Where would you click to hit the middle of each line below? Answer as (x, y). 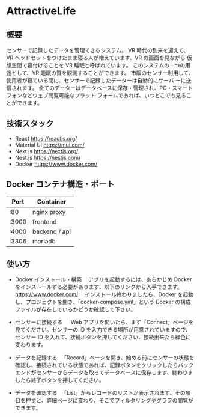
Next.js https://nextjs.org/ (47, 151)
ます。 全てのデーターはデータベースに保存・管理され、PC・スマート (108, 88)
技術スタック (30, 123)
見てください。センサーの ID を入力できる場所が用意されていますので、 (103, 330)
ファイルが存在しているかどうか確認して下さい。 (75, 309)
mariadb (44, 241)
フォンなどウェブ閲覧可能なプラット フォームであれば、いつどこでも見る (96, 95)
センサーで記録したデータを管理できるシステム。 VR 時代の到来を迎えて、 (98, 50)
